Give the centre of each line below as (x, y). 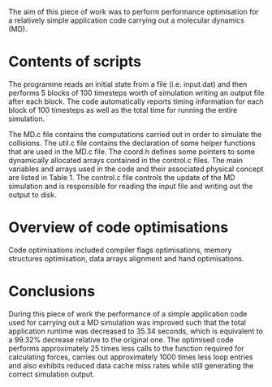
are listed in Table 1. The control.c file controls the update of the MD (122, 177)
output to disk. (32, 195)
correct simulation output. (52, 374)
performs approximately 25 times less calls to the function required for (127, 348)
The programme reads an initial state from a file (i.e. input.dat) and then (128, 84)
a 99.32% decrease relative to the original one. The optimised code (121, 339)
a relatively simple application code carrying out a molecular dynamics (127, 20)
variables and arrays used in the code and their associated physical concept (136, 169)
